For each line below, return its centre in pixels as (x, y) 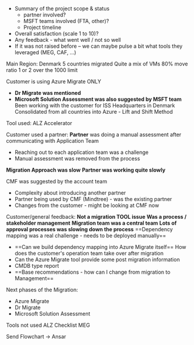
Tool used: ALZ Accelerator (39, 123)
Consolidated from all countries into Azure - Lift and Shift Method (94, 112)
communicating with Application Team (52, 141)
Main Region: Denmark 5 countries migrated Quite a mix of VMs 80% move (97, 64)
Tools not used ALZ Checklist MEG (48, 325)
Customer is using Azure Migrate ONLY (54, 81)
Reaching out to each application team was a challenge (81, 152)
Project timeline (42, 27)
